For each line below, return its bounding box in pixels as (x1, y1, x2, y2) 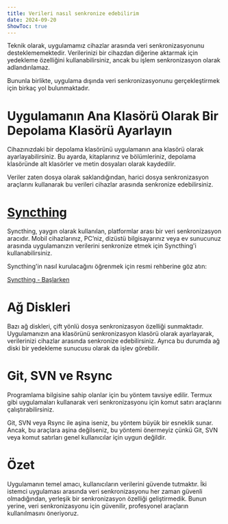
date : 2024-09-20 (7, 16, 57, 23)
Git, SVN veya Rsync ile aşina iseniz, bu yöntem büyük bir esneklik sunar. (7, 419, 214, 427)
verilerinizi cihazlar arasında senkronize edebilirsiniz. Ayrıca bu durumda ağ (7, 337, 220, 345)
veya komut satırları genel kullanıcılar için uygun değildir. (7, 433, 166, 442)
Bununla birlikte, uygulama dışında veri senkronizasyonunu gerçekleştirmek (7, 77, 220, 85)
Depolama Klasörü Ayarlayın (7, 123, 173, 138)
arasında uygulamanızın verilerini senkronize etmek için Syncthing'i (7, 241, 197, 250)
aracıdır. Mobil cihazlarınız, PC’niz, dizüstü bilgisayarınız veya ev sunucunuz (7, 235, 221, 243)
